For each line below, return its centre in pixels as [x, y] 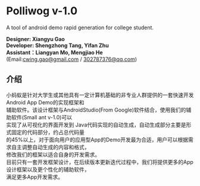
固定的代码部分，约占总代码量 [48, 132]
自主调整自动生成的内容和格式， [50, 147]
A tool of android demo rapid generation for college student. [80, 27]
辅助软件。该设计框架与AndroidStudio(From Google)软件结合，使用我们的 [96, 110]
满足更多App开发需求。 [35, 176]
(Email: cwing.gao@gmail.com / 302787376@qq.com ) [72, 59]
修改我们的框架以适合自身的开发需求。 [53, 154]
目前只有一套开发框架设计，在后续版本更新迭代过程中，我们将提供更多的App [100, 162]
